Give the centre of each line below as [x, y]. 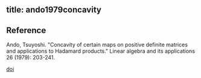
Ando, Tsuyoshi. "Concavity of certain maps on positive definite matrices [97, 45]
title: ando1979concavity [54, 10]
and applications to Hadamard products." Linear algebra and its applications [101, 51]
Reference [26, 30]
